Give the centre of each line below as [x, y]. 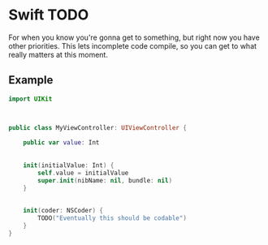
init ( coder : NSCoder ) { [63, 211]
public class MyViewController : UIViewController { [97, 127]
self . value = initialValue [83, 173]
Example [31, 80]
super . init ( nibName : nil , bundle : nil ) [105, 180]
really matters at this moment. [58, 54]
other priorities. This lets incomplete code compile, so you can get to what [133, 45]
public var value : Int [61, 143]
